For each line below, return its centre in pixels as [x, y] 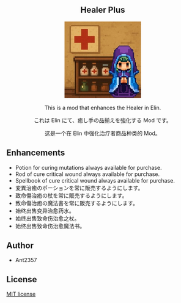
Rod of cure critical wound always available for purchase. [87, 174]
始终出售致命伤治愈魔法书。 [50, 226]
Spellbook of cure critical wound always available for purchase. [95, 180]
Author [20, 246]
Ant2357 [26, 260]
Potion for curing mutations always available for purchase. [88, 167]
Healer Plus [103, 10]
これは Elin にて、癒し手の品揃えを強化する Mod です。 [103, 120]
